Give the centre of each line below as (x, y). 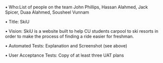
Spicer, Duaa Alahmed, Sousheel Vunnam (47, 12)
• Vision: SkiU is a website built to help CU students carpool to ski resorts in (82, 31)
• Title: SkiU (17, 22)
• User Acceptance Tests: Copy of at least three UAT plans (65, 55)
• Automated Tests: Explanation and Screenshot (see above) (66, 46)
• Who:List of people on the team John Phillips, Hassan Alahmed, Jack (77, 7)
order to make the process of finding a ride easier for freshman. (69, 36)
